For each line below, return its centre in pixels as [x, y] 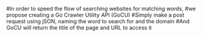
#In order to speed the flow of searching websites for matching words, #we [101, 9]
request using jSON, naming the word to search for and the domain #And [98, 21]
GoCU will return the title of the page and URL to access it [79, 27]
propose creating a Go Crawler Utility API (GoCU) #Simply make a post [96, 15]
